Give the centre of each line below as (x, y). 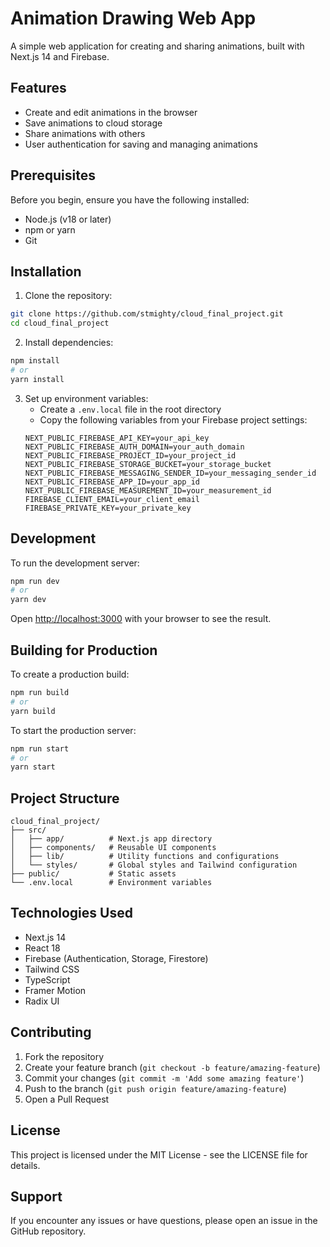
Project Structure (65, 798)
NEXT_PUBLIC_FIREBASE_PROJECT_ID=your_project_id (130, 455)
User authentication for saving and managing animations (141, 144)
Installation (46, 271)
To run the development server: (75, 563)
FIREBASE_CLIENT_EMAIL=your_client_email (112, 499)
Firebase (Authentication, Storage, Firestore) (116, 958)
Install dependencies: (69, 343)
